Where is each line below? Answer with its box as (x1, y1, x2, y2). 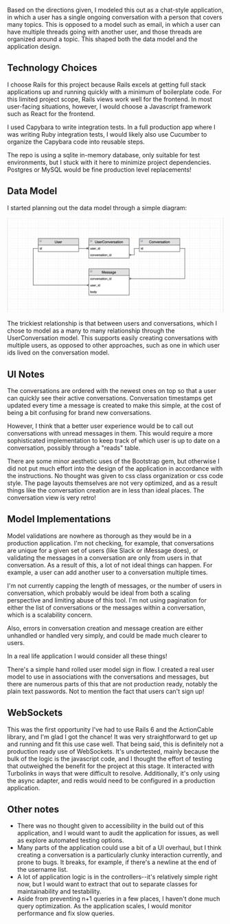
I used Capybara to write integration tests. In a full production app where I (7, 123, 216, 131)
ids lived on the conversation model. (7, 348, 110, 357)
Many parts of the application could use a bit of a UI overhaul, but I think (16, 844, 222, 852)
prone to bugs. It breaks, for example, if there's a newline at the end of (16, 858, 217, 866)
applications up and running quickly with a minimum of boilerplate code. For (7, 87, 222, 95)
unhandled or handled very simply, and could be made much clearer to (7, 631, 207, 640)
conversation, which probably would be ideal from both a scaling (7, 589, 191, 597)
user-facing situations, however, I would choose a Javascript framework (7, 102, 211, 111)
